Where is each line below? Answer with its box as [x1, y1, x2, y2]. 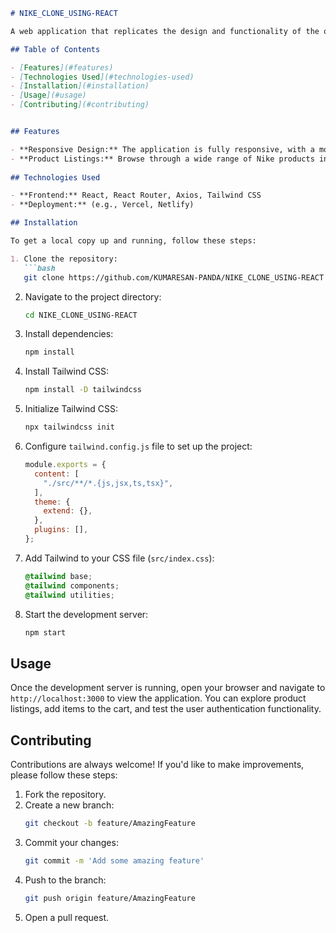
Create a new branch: [24, 799, 115, 811]
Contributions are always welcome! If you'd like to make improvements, [10, 759, 305, 770]
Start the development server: [24, 608, 149, 620]
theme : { [34, 497, 71, 507]
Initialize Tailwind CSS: [24, 403, 118, 415]
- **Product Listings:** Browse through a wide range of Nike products [10, 154, 315, 164]
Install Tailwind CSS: [24, 365, 109, 378]
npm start [24, 627, 67, 638]
